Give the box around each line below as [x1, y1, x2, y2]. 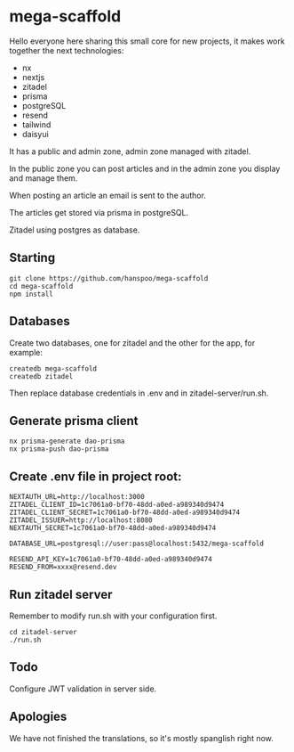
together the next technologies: [9, 45, 124, 55]
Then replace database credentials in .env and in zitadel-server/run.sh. [9, 388, 269, 398]
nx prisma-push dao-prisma [9, 445, 109, 454]
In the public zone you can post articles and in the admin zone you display [9, 163, 281, 174]
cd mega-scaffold [9, 282, 74, 290]
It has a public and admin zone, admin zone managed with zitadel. [9, 145, 251, 157]
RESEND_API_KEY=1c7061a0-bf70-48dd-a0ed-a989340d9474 [9, 555, 213, 564]
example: [9, 347, 43, 357]
